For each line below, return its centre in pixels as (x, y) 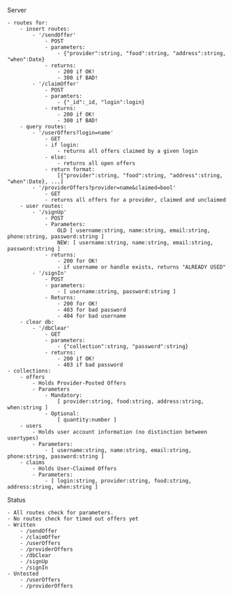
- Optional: (62, 414)
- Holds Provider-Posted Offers (80, 383)
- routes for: (28, 23)
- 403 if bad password (90, 365)
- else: (56, 157)
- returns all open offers (96, 163)
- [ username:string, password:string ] (116, 292)
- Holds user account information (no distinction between (120, 432)
